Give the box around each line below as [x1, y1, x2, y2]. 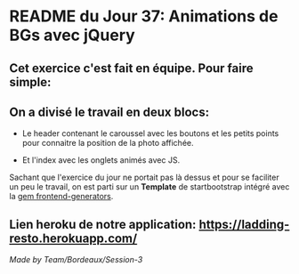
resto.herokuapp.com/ [9, 230, 138, 246]
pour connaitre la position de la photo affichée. [21, 138, 194, 149]
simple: [9, 74, 52, 90]
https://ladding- [198, 216, 290, 232]
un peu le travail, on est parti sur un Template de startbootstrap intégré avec [9, 181, 290, 192]
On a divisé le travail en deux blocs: [9, 104, 210, 119]
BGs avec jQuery [9, 25, 135, 45]
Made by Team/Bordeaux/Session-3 [9, 254, 143, 265]
